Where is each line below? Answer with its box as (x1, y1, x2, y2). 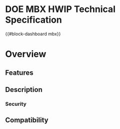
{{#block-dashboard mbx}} (5, 31, 61, 37)
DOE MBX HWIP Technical (5, 4, 116, 15)
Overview (5, 49, 46, 60)
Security (5, 100, 26, 107)
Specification (5, 14, 62, 26)
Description (5, 85, 42, 94)
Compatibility (5, 116, 48, 124)
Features (5, 68, 33, 77)
